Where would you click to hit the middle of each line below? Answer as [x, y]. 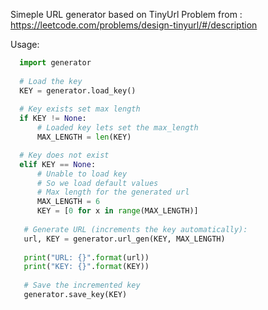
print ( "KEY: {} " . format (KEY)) [86, 267]
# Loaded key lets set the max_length [117, 128]
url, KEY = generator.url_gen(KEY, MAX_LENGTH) [124, 239]
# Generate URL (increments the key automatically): [135, 229]
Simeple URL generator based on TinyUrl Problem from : [126, 14]
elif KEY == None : [58, 164]
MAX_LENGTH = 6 [68, 202]
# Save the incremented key [82, 285]
